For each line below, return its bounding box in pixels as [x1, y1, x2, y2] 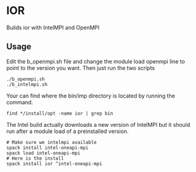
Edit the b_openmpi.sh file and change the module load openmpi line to [6, 57, 185, 65]
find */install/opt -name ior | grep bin [6, 110, 114, 116]
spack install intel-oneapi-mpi [6, 145, 89, 151]
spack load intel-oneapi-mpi [6, 150, 81, 156]
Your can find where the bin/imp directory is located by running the [6, 92, 175, 99]
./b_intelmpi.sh [6, 81, 48, 87]
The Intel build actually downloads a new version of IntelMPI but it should [6, 121, 191, 128]
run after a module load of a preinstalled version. [6, 127, 129, 135]
